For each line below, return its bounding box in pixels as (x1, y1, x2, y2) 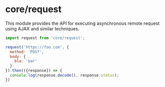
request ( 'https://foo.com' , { (5, 45, 70, 50)
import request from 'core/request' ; (5, 35, 85, 40)
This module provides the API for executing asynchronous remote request (5, 20, 160, 26)
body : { (10, 54, 26, 59)
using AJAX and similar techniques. (5, 25, 80, 31)
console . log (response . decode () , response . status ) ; (10, 73, 119, 78)
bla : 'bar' (14, 59, 38, 64)
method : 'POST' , (10, 49, 44, 54)
